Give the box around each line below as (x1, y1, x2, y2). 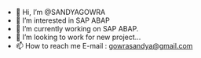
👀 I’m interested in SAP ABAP (15, 16, 110, 25)
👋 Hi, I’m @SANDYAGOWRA (15, 8, 106, 16)
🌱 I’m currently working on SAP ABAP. (15, 24, 139, 33)
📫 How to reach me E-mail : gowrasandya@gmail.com (15, 42, 193, 50)
